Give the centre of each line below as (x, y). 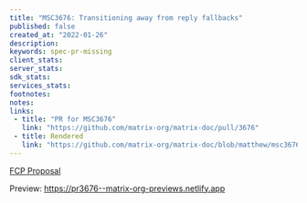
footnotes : (30, 94)
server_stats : (37, 69)
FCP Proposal (35, 170)
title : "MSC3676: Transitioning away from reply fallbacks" (127, 18)
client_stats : (37, 60)
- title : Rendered (48, 137)
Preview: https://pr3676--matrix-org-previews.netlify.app (117, 188)
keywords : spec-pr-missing (61, 52)
